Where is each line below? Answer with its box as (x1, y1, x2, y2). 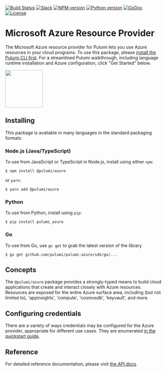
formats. (5, 135, 22, 141)
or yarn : (5, 177, 21, 183)
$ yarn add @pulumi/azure (5, 187, 59, 192)
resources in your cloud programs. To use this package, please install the (5, 49, 156, 55)
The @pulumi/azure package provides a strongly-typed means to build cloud (5, 279, 161, 285)
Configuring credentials (5, 309, 81, 317)
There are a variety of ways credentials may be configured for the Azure (5, 322, 154, 328)
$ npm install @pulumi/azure (5, 168, 66, 173)
